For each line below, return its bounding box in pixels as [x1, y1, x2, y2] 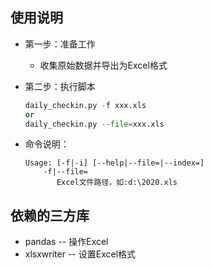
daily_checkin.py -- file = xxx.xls [24, 119, 165, 129]
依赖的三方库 [10, 207, 90, 224]
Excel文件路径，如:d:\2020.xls [56, 178, 178, 188]
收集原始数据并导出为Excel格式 [39, 59, 168, 71]
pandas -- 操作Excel [24, 236, 109, 248]
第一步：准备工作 [24, 38, 96, 50]
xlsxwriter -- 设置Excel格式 [24, 248, 137, 260]
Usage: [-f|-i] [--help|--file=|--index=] [24, 158, 205, 168]
